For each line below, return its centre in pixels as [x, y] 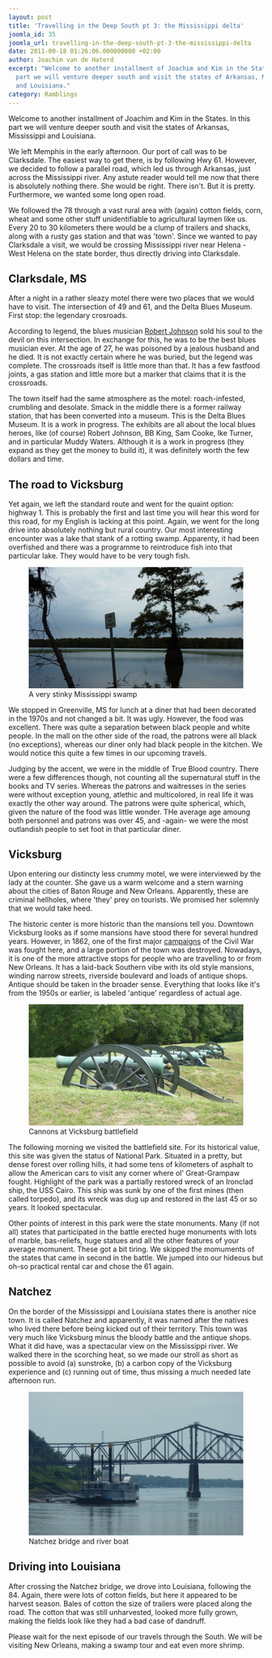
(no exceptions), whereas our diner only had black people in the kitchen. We [136, 744]
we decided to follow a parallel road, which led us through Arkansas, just [130, 168]
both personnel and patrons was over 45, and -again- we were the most [128, 820]
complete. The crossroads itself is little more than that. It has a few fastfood [134, 366]
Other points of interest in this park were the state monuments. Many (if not [134, 1223]
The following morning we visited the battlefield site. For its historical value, [134, 1147]
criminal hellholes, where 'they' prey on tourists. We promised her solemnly [134, 900]
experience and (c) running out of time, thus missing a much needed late [130, 1372]
